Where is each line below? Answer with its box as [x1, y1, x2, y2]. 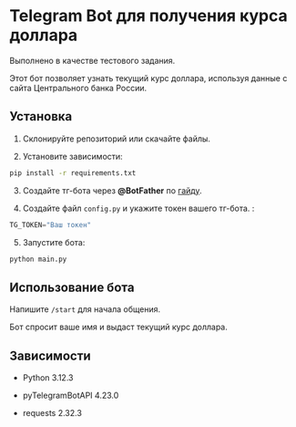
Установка [9, 109, 73, 124]
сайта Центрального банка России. [9, 82, 148, 93]
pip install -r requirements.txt [9, 168, 137, 178]
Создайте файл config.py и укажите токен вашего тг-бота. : [22, 203, 255, 213]
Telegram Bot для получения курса [9, 5, 289, 26]
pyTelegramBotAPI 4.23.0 [22, 390, 119, 401]
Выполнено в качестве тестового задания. [9, 55, 176, 66]
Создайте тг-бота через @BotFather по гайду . [22, 184, 202, 196]
